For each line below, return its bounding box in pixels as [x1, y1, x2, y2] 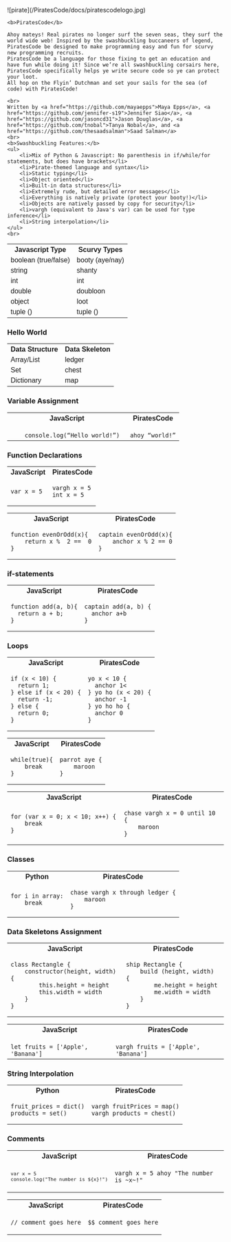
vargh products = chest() [91, 1110, 177, 1117]
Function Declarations [7, 450, 82, 460]
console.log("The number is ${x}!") [10, 1176, 109, 1183]
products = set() [10, 1110, 67, 1117]
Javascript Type [14, 246, 67, 254]
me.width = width [154, 988, 211, 996]
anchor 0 [95, 709, 124, 717]
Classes [7, 855, 35, 865]
